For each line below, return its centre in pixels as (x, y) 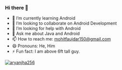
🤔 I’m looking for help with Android (46, 28)
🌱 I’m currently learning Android (44, 18)
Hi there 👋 (17, 8)
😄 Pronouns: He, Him (34, 46)
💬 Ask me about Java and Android (46, 34)
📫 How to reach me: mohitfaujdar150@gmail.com (61, 39)
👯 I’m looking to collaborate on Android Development (64, 23)
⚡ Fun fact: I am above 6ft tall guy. (46, 51)
